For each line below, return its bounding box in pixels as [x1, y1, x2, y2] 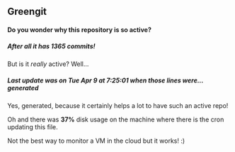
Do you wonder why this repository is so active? [7, 25, 152, 34]
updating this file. [7, 122, 58, 131]
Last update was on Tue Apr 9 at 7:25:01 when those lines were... [7, 76, 204, 85]
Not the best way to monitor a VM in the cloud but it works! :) [7, 136, 185, 145]
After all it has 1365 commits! [7, 42, 96, 50]
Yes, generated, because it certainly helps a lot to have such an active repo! [7, 101, 229, 109]
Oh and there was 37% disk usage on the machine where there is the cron [7, 115, 224, 124]
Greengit [7, 6, 47, 18]
